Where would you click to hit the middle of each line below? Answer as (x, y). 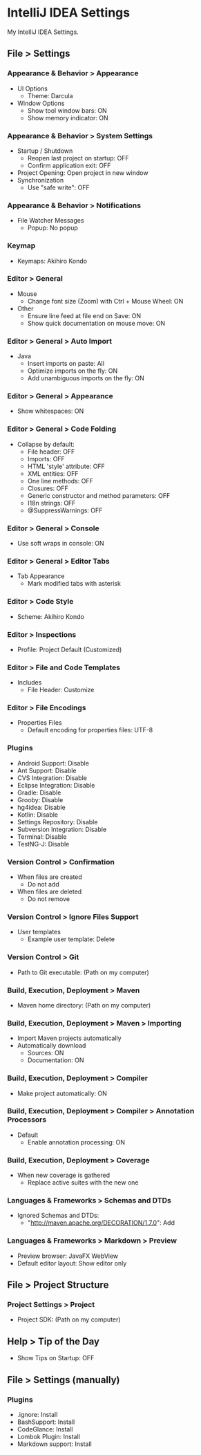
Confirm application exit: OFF (69, 165)
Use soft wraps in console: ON (61, 543)
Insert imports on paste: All (66, 364)
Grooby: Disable (40, 799)
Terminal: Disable (42, 836)
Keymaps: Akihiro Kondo (52, 261)
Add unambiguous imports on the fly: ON (86, 378)
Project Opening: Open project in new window (83, 173)
